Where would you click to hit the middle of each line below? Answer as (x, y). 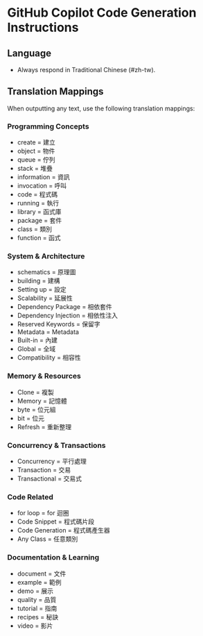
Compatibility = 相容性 (49, 358)
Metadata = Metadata (48, 332)
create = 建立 (36, 142)
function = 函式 (39, 238)
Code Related (30, 496)
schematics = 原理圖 (46, 272)
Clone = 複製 (35, 392)
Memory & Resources (44, 376)
